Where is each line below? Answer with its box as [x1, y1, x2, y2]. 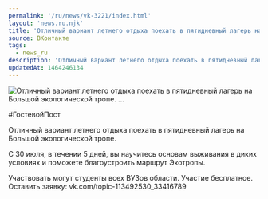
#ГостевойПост [8, 109, 61, 119]
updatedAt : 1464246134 [8, 64, 84, 72]
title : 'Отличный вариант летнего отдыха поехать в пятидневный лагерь [8, 26, 251, 34]
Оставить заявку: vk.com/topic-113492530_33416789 [8, 181, 187, 191]
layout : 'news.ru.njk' [8, 19, 84, 27]
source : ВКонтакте [8, 34, 69, 42]
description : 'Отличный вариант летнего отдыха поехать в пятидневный [8, 57, 248, 65]
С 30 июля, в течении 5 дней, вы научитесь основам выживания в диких [8, 149, 258, 158]
